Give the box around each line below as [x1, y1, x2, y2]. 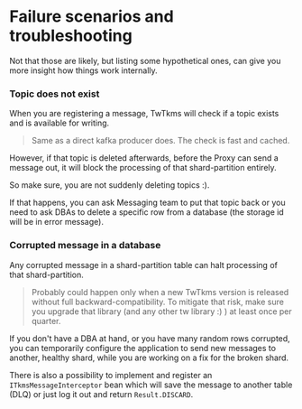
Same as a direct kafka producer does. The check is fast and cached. [31, 135, 290, 146]
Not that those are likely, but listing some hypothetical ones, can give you [9, 55, 281, 66]
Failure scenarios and [9, 6, 174, 27]
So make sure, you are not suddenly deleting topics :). [9, 180, 210, 191]
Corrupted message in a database [9, 239, 161, 252]
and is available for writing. [9, 117, 110, 128]
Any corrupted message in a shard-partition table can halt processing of [9, 259, 278, 270]
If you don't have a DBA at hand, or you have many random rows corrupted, [9, 332, 290, 344]
